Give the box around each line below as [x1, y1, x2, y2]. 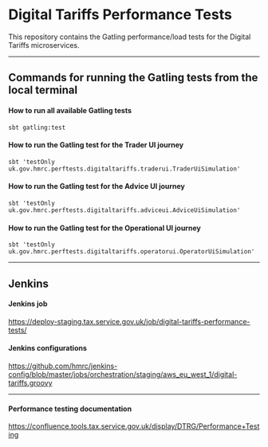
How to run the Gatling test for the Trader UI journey [8, 140, 184, 150]
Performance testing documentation [8, 404, 132, 414]
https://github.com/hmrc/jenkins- [8, 361, 118, 371]
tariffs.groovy [8, 378, 53, 387]
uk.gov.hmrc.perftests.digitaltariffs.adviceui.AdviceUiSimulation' [8, 206, 241, 214]
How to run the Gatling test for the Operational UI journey [8, 223, 201, 233]
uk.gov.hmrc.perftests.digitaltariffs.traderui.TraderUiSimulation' [8, 165, 241, 173]
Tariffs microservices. [8, 40, 80, 49]
